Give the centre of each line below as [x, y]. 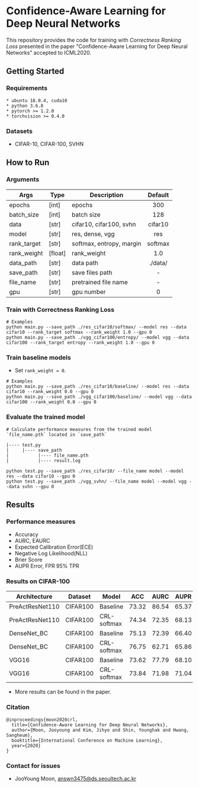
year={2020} [26, 746]
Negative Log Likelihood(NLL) [51, 553]
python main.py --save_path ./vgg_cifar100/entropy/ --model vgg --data [98, 337]
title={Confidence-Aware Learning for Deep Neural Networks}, [90, 725]
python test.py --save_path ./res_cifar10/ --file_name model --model [95, 471]
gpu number [89, 292]
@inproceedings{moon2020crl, [42, 720]
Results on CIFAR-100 [38, 581]
